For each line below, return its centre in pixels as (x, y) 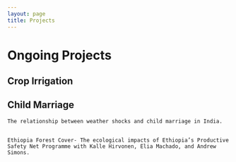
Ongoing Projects (59, 55)
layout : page (26, 14)
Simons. (19, 153)
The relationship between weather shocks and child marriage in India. (115, 121)
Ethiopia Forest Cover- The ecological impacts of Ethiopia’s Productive (118, 141)
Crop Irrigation (40, 81)
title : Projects (31, 20)
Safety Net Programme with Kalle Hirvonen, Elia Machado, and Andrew (112, 147)
